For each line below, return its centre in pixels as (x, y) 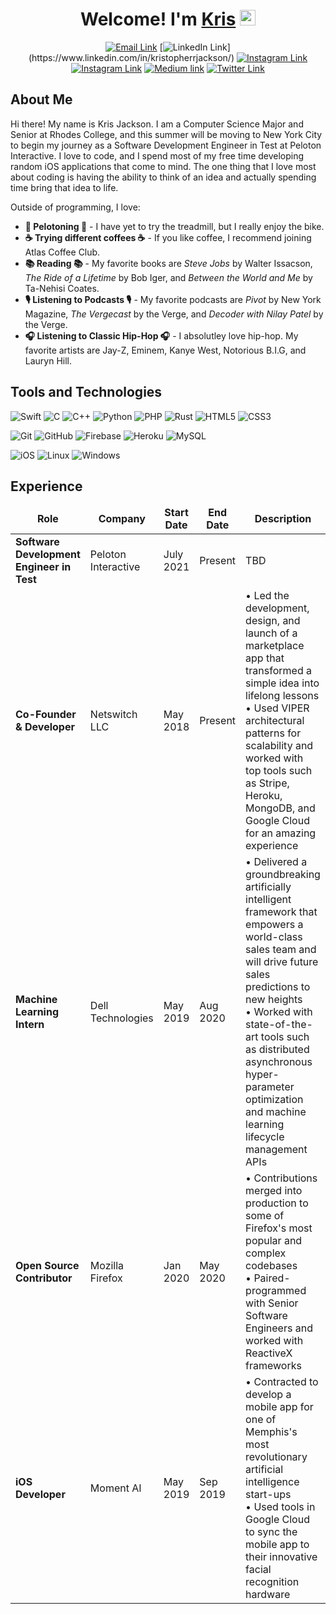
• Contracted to (282, 1382)
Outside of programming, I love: (75, 207)
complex (266, 1253)
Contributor (44, 1278)
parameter (270, 1087)
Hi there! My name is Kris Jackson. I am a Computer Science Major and (157, 124)
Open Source (47, 1266)
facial (258, 1570)
